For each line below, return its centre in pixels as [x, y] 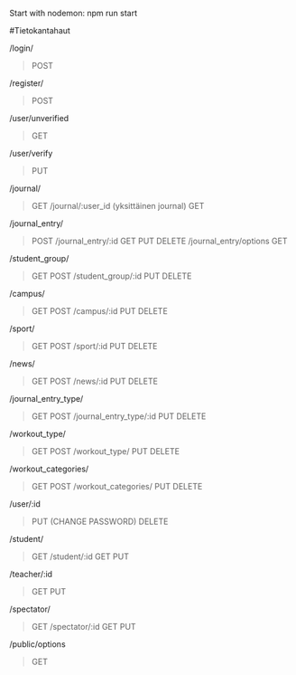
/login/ [22, 48]
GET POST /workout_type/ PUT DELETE [106, 451]
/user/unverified [39, 118]
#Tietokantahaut [40, 30]
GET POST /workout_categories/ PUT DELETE [117, 486]
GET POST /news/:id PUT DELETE [94, 381]
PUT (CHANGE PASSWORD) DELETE [100, 521]
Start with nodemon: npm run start [74, 13]
